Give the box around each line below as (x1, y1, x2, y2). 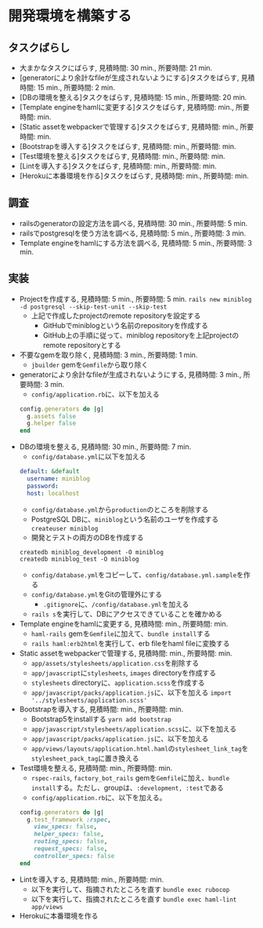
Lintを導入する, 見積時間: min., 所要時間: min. (19, 875, 164, 884)
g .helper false (27, 419, 77, 428)
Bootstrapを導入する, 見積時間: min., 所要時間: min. (19, 704, 184, 714)
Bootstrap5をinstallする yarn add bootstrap (31, 714, 172, 723)
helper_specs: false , (34, 830, 104, 838)
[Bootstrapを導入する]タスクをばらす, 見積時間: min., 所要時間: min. (19, 142, 236, 151)
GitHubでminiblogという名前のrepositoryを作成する (42, 320, 209, 330)
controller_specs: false (34, 852, 115, 860)
